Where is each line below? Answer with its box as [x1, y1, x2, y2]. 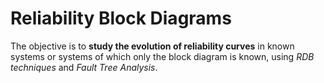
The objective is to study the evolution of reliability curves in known [10, 40, 295, 52]
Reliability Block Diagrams [10, 7, 232, 30]
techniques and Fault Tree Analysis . [10, 61, 158, 73]
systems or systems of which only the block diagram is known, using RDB [10, 50, 315, 62]
